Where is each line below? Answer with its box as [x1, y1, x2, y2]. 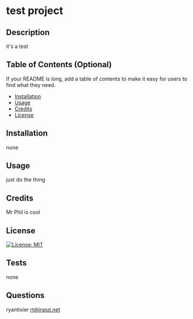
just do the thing [6, 176, 46, 183]
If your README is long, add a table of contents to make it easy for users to [6, 75, 188, 82]
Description [6, 27, 50, 37]
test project [6, 4, 63, 18]
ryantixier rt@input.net [6, 306, 60, 313]
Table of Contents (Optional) [6, 60, 112, 70]
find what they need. [6, 81, 56, 88]
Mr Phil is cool [6, 209, 40, 216]
